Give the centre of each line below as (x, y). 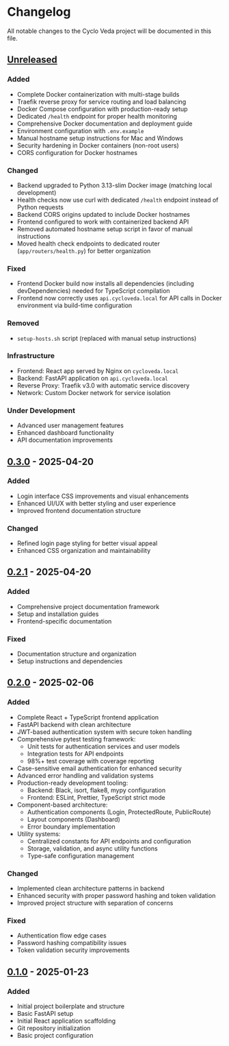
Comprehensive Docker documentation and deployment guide (105, 123)
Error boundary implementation (71, 827)
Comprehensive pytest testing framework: (76, 739)
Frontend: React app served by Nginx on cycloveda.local (98, 370)
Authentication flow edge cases (62, 936)
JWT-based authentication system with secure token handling (104, 732)
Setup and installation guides (58, 614)
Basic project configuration (55, 1036)
